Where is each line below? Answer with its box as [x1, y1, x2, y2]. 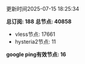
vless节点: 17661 [14, 31, 56, 38]
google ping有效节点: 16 [6, 51, 66, 58]
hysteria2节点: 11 [14, 38, 56, 45]
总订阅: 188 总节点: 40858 [6, 18, 72, 25]
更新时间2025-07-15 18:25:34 [6, 5, 80, 12]
